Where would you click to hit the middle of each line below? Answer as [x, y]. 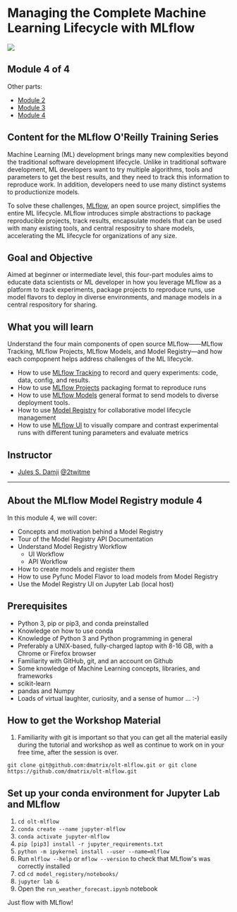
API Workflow [48, 561]
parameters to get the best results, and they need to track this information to [119, 177]
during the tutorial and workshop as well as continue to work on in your [121, 745]
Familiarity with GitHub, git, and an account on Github [95, 661]
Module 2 [31, 100]
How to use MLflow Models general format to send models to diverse [118, 395]
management [37, 417]
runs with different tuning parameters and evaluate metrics [103, 433]
